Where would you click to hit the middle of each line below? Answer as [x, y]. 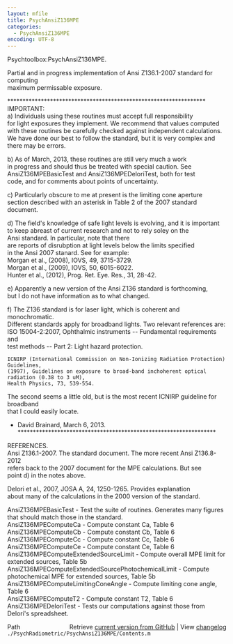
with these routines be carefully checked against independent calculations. [115, 131]
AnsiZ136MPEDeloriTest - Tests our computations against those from [106, 606]
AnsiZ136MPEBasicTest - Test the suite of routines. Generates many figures [115, 510]
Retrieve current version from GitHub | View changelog [148, 627]
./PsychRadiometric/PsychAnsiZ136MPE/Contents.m [79, 634]
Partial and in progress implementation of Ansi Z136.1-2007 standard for [110, 73]
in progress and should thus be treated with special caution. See [99, 167]
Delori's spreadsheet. [38, 613]
